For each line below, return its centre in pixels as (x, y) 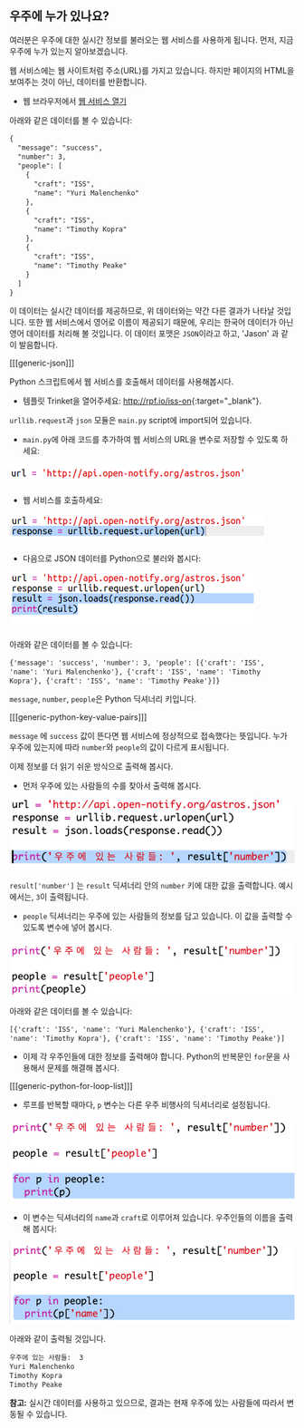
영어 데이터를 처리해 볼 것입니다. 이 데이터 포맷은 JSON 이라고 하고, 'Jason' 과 (144, 333)
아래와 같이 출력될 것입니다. (58, 1338)
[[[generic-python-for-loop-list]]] (71, 1085)
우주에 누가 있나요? (60, 16)
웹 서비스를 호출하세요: (62, 500)
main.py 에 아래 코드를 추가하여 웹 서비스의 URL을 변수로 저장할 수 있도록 (150, 439)
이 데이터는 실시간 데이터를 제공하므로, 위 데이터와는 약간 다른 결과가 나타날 (142, 310)
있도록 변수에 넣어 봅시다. (67, 927)
